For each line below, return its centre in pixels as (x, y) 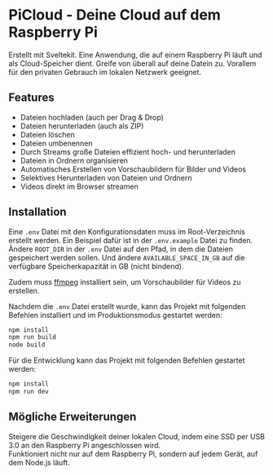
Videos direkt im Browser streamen (79, 186)
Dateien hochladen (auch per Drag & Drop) (92, 117)
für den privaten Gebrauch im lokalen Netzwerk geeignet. (105, 72)
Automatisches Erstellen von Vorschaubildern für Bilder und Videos (133, 169)
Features (31, 98)
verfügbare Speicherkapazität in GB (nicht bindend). (96, 266)
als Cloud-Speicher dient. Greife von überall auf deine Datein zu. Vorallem (132, 63)
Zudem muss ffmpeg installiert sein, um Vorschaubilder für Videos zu (125, 281)
